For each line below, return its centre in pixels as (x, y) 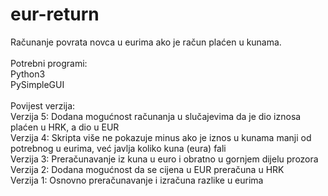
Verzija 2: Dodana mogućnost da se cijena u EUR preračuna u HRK (147, 169)
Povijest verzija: (43, 105)
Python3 (28, 74)
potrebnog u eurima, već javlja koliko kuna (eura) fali (118, 148)
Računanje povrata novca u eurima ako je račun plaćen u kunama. (146, 42)
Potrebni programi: (49, 63)
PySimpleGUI (37, 84)
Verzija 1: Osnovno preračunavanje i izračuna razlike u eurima (137, 180)
